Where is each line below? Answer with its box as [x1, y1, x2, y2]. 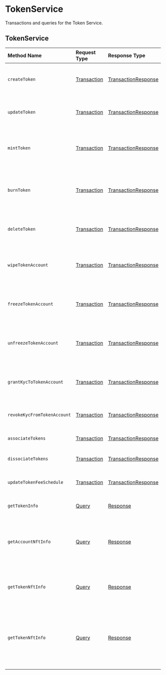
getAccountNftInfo [7, 539, 51, 544]
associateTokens [7, 435, 46, 441]
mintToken [7, 145, 31, 151]
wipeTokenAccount [7, 262, 48, 268]
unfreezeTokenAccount [7, 340, 58, 346]
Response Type [108, 52, 146, 59]
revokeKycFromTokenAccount [7, 412, 71, 417]
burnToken [7, 187, 31, 193]
